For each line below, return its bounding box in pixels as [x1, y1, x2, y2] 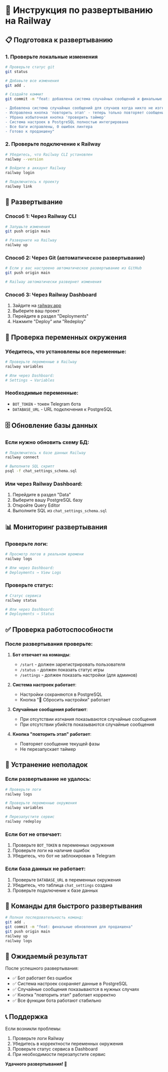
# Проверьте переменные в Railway [5, 360, 77, 365]
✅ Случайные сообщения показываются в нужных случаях [12, 986, 139, 992]
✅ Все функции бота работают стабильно [12, 997, 101, 1003]
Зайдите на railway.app [12, 303, 61, 309]
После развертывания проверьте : [5, 640, 93, 647]
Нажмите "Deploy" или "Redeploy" [12, 319, 86, 325]
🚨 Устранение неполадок [5, 760, 88, 769]
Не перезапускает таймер [19, 746, 76, 752]
